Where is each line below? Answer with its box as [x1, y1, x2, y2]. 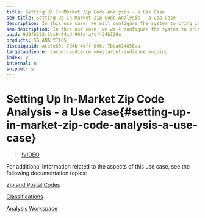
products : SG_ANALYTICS [6, 37, 67, 43]
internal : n [6, 60, 37, 66]
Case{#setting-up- [93, 105, 192, 119]
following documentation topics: [6, 169, 87, 177]
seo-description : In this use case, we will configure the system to [6, 26, 187, 32]
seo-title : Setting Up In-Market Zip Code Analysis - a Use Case [6, 15, 176, 21]
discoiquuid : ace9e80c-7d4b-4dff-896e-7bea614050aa [6, 43, 140, 49]
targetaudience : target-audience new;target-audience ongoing [6, 49, 168, 55]
